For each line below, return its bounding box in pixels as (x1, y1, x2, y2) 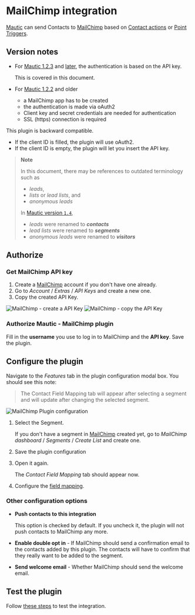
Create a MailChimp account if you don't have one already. (14, 281, 157, 288)
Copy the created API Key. (14, 293, 79, 301)
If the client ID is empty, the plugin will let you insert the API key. (14, 144, 170, 151)
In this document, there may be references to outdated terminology (20, 167, 183, 174)
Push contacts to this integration (14, 510, 97, 517)
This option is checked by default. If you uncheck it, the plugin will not (14, 521, 184, 528)
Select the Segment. (14, 419, 65, 426)
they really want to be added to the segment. (14, 552, 123, 559)
